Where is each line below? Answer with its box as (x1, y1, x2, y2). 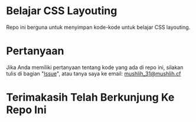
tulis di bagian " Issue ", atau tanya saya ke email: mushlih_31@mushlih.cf (6, 70, 181, 77)
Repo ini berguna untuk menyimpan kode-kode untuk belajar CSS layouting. (6, 24, 191, 31)
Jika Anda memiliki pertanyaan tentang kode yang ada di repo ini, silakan (6, 64, 184, 71)
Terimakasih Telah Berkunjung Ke (6, 91, 175, 104)
